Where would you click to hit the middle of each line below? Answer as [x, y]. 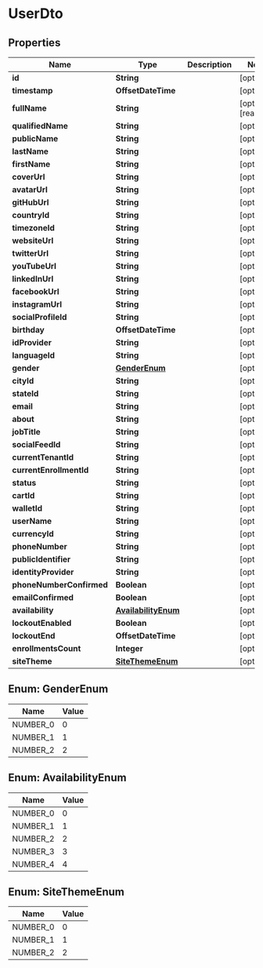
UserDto [36, 14]
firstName [31, 164]
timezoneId [33, 228]
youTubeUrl [34, 266]
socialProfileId [40, 317]
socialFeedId [36, 444]
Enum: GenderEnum [58, 689]
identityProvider [43, 572]
